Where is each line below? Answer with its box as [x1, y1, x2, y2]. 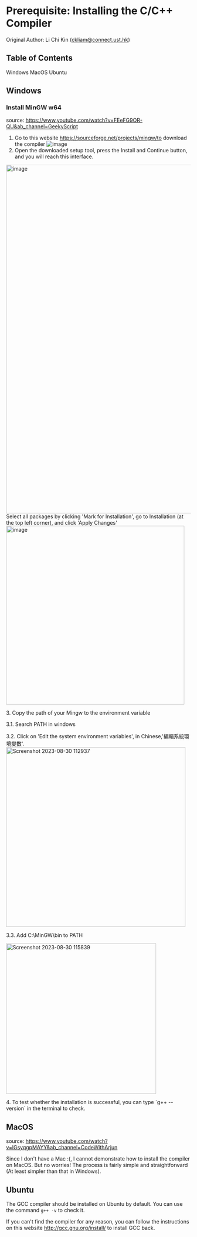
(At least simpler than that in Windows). [6, 1168, 101, 1175]
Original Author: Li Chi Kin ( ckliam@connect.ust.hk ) [6, 36, 130, 43]
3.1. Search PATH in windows [6, 721, 76, 728]
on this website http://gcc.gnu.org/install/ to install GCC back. [6, 1225, 155, 1232]
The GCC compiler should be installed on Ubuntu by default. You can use [6, 1201, 183, 1208]
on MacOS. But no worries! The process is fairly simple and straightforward [6, 1162, 188, 1169]
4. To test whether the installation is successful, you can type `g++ [6, 1099, 167, 1106]
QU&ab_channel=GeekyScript [6, 123, 78, 130]
